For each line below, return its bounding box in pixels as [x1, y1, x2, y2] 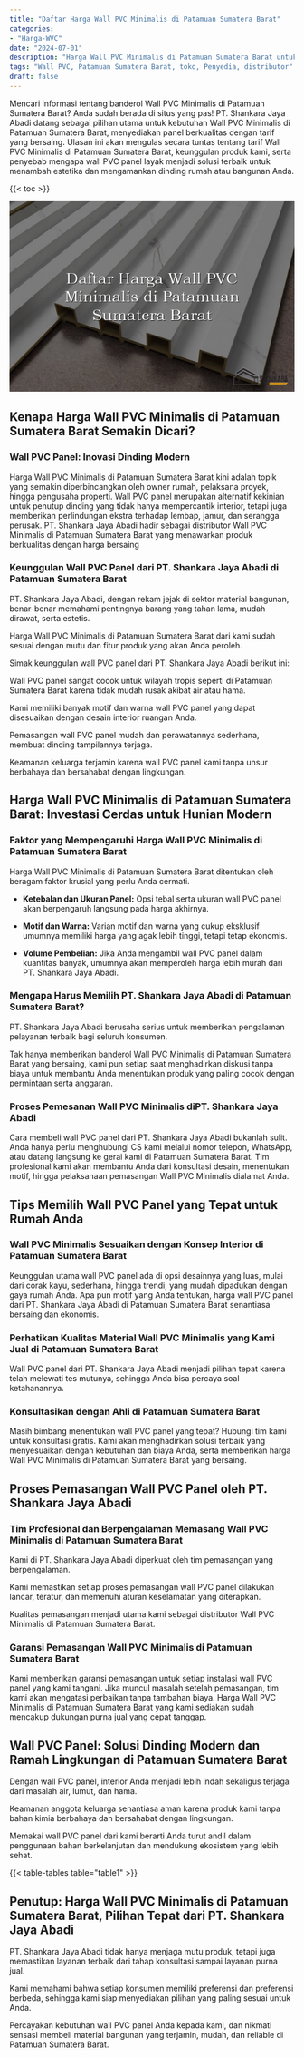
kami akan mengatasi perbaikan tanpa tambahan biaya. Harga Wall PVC [9, 1692, 277, 1703]
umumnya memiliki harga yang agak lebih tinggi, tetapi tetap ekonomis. [22, 930, 288, 941]
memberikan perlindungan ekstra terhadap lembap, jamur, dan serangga [9, 510, 280, 521]
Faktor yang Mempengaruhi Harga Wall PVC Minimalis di [9, 834, 263, 847]
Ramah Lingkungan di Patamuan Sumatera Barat [9, 1751, 288, 1768]
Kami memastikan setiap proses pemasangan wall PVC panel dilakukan [9, 1582, 274, 1593]
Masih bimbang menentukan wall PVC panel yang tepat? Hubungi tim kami [9, 1426, 287, 1437]
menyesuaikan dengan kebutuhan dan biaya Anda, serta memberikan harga [9, 1445, 291, 1456]
